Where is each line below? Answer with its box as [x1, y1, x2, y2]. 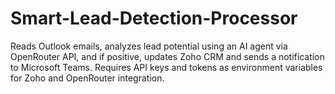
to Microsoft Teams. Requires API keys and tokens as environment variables [10, 61, 323, 73]
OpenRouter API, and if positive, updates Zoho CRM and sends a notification [10, 50, 325, 62]
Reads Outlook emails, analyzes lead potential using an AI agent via [10, 40, 288, 52]
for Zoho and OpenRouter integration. [10, 72, 165, 84]
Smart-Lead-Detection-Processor [10, 7, 298, 30]
